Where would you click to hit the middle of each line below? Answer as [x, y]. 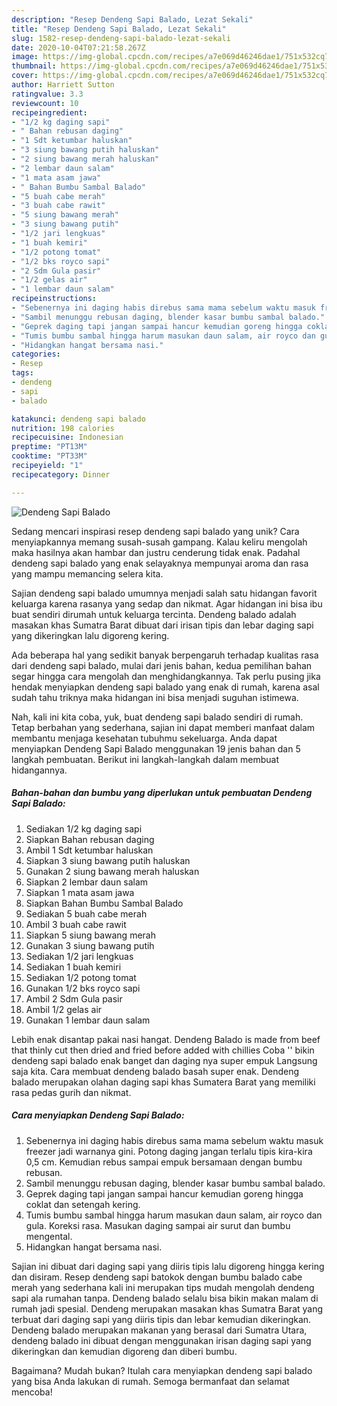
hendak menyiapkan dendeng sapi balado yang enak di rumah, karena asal [165, 687]
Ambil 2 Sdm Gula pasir [74, 998]
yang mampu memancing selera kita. [87, 573]
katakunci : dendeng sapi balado [78, 419]
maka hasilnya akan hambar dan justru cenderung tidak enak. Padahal [156, 552]
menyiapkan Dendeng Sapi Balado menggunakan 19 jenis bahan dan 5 [156, 748]
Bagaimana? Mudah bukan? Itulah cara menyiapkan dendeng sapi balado [162, 1370]
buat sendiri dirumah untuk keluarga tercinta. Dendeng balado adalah [154, 614]
